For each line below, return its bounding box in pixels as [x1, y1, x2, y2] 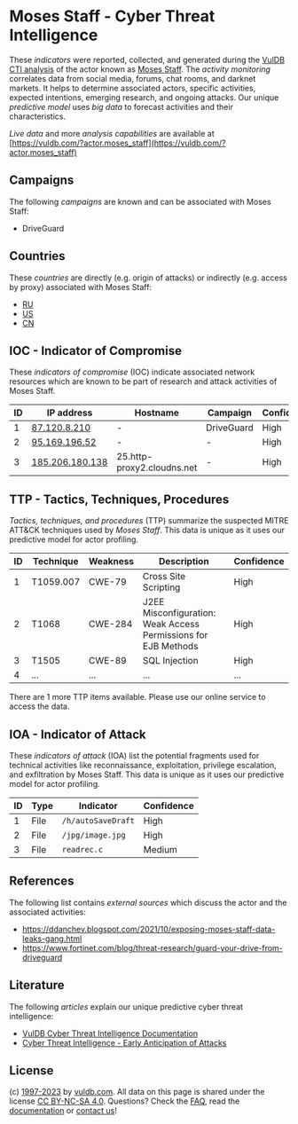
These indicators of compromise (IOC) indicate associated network [9, 366, 255, 378]
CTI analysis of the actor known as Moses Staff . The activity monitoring [9, 64, 271, 75]
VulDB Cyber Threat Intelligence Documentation [21, 1027, 199, 1039]
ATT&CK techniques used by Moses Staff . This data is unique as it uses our [9, 525, 286, 536]
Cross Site [142, 570, 186, 583]
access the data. [9, 701, 70, 711]
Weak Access [142, 618, 200, 631]
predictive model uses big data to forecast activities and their [9, 101, 233, 112]
